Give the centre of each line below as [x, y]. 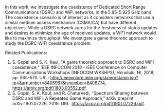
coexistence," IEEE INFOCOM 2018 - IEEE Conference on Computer [80, 67]
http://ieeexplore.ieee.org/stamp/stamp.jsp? [94, 78]
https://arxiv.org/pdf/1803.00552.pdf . [49, 88]
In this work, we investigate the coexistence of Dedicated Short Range [75, 7]
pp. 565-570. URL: [31, 78]
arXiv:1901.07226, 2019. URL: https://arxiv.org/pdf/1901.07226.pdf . [78, 103]
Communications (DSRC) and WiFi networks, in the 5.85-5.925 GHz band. [79, 12]
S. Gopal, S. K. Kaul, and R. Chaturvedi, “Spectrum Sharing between [80, 93]
